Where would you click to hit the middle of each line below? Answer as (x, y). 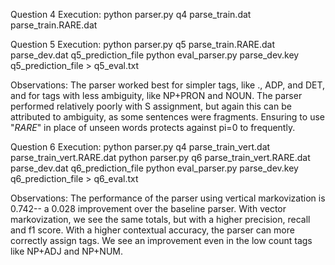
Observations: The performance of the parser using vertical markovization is (168, 198)
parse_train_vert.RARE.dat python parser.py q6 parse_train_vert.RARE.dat (160, 157)
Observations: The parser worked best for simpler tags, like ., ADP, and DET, (168, 85)
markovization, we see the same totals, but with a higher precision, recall (160, 219)
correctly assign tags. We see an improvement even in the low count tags (161, 240)
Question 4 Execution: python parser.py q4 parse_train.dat (131, 14)
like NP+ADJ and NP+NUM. (66, 251)
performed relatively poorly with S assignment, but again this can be (151, 106)
